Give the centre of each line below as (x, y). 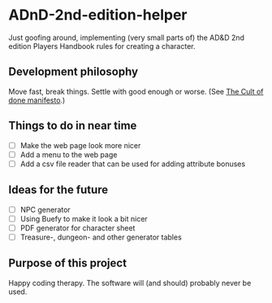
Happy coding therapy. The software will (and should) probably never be (130, 283)
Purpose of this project (68, 263)
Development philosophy (73, 72)
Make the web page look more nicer (80, 145)
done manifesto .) (37, 100)
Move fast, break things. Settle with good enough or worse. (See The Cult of (136, 91)
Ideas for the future (58, 190)
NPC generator (45, 209)
